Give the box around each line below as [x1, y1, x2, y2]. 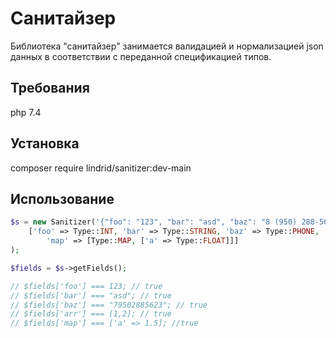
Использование [10, 190, 115, 207]
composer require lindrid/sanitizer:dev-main [10, 162, 192, 174]
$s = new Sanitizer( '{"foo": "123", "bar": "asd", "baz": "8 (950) [10, 217, 298, 227]
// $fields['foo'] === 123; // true [10, 281, 163, 291]
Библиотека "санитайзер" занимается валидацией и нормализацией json [10, 40, 324, 52]
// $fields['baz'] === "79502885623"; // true [10, 300, 208, 310]
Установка [10, 135, 80, 152]
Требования [10, 80, 90, 97]
